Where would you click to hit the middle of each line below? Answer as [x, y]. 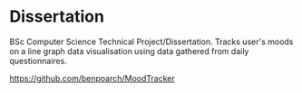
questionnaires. [39, 60]
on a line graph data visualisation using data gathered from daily [129, 51]
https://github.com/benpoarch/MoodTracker [92, 78]
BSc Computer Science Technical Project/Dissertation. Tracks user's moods [151, 42]
